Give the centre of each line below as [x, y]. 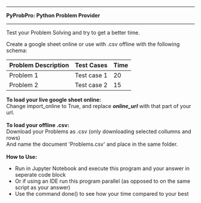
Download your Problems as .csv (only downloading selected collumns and [99, 131]
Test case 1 [91, 75]
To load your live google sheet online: [54, 100]
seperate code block [40, 175]
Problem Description [39, 65]
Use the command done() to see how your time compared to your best [102, 194]
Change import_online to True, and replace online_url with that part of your [99, 106]
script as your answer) [42, 187]
